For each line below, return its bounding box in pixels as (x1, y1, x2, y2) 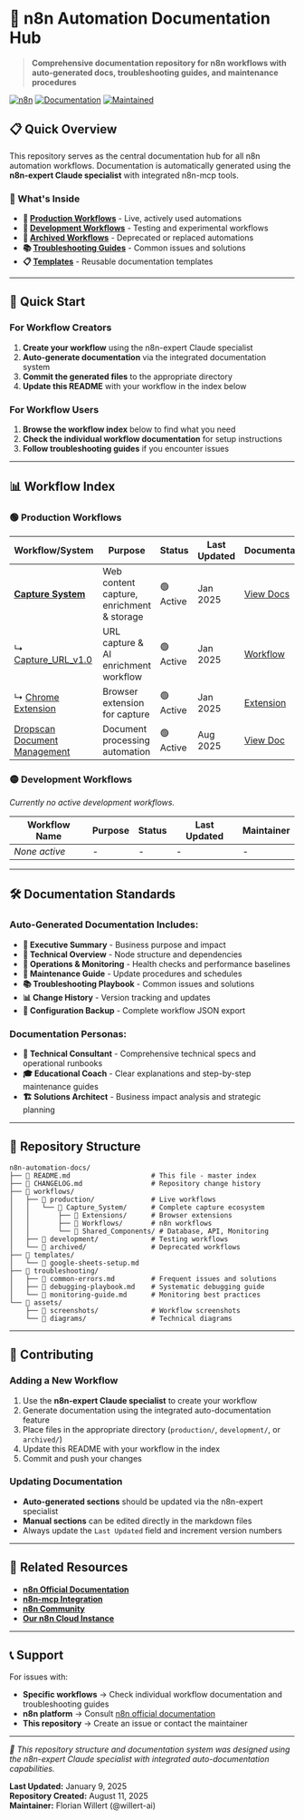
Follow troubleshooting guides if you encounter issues (22, 444, 229, 455)
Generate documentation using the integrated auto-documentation (22, 1404, 271, 1415)
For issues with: (9, 1671, 68, 1682)
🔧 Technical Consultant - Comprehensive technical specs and (22, 1048, 256, 1059)
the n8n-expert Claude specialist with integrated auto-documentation (9, 1754, 270, 1765)
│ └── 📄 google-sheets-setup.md (9, 1258, 140, 1267)
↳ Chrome (14, 690, 60, 703)
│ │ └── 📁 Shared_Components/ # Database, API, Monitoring (9, 1227, 270, 1236)
